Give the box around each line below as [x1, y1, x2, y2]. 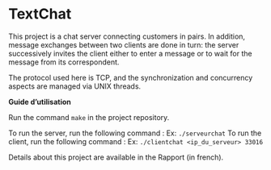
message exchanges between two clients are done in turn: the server [8, 39, 239, 49]
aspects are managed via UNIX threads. [8, 81, 142, 91]
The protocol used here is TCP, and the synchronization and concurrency [8, 73, 253, 82]
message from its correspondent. [8, 57, 120, 67]
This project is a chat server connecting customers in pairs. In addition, [8, 31, 245, 41]
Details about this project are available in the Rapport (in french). [8, 152, 224, 162]
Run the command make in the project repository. [8, 112, 170, 122]
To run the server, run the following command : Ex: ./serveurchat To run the [8, 128, 262, 138]
